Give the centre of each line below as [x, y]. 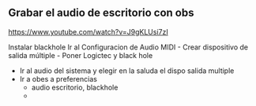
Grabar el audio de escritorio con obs [101, 13]
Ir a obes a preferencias [58, 79]
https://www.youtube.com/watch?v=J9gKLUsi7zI [88, 31]
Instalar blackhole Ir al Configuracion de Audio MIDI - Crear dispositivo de [128, 47]
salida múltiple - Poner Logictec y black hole [81, 55]
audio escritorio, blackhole [75, 87]
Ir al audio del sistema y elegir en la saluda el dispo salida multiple [127, 71]
